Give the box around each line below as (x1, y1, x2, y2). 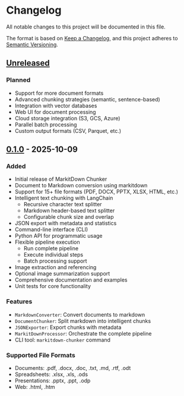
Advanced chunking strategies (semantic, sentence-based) (14, 95, 160, 103)
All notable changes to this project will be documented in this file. (6, 23, 166, 30)
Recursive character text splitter (23, 201, 102, 208)
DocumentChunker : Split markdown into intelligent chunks (14, 317, 151, 324)
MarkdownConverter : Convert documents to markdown (14, 311, 145, 318)
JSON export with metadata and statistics (14, 220, 117, 227)
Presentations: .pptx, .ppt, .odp (14, 377, 91, 384)
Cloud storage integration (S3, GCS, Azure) (14, 114, 120, 122)
